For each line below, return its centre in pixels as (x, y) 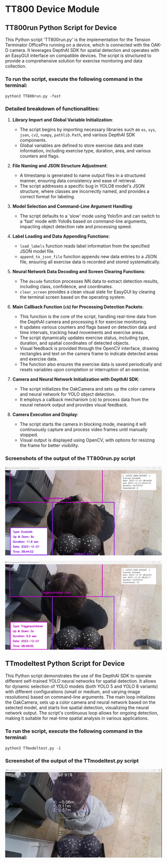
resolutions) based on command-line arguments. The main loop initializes (80, 697)
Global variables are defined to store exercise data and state (82, 145)
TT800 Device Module (52, 9)
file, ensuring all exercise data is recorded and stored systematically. (90, 262)
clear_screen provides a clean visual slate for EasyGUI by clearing (87, 292)
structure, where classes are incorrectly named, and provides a (84, 191)
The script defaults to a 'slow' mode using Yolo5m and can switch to (90, 216)
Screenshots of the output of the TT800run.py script (70, 458)
